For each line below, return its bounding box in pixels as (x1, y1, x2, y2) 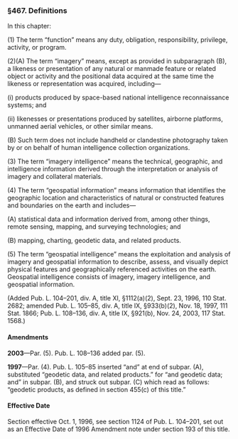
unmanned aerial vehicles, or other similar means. (7, 122, 153, 131)
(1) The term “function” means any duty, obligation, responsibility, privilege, (7, 36, 228, 44)
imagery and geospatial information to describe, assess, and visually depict (7, 258, 229, 266)
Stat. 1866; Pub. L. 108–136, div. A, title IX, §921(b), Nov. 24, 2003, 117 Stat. (7, 309, 226, 318)
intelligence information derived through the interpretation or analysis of (7, 165, 218, 173)
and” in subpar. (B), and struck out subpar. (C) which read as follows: (7, 377, 210, 386)
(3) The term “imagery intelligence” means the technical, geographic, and (7, 157, 223, 166)
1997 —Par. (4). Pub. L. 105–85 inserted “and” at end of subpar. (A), (7, 362, 204, 371)
